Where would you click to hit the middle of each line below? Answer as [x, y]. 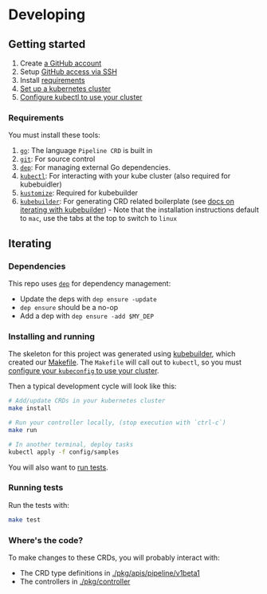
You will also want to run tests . [59, 467]
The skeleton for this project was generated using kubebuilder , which [122, 354]
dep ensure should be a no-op [69, 307]
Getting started [47, 44]
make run [23, 430]
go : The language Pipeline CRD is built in [86, 151]
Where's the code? [46, 540]
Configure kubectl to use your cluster [81, 97]
